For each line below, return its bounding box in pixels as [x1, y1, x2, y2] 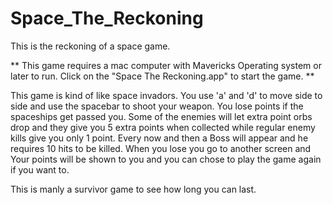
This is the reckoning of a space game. [10, 40, 171, 52]
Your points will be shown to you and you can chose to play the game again [10, 153, 322, 165]
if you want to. [10, 163, 70, 176]
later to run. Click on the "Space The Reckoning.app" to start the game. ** [10, 70, 315, 82]
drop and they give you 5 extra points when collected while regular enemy [10, 121, 316, 133]
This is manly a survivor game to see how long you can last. [10, 183, 257, 195]
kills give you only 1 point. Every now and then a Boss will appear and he [10, 132, 309, 144]
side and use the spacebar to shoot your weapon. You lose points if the [10, 100, 304, 112]
